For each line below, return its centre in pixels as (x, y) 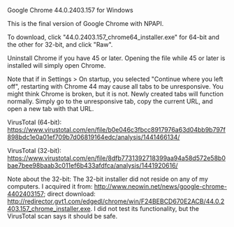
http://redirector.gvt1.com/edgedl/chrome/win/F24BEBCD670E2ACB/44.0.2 (116, 201)
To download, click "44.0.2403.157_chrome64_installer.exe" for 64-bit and (114, 37)
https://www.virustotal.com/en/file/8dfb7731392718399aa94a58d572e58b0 (116, 158)
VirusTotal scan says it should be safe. (63, 216)
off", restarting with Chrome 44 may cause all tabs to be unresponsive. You (115, 86)
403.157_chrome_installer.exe (49, 208)
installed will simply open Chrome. (57, 65)
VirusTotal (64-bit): (35, 122)
